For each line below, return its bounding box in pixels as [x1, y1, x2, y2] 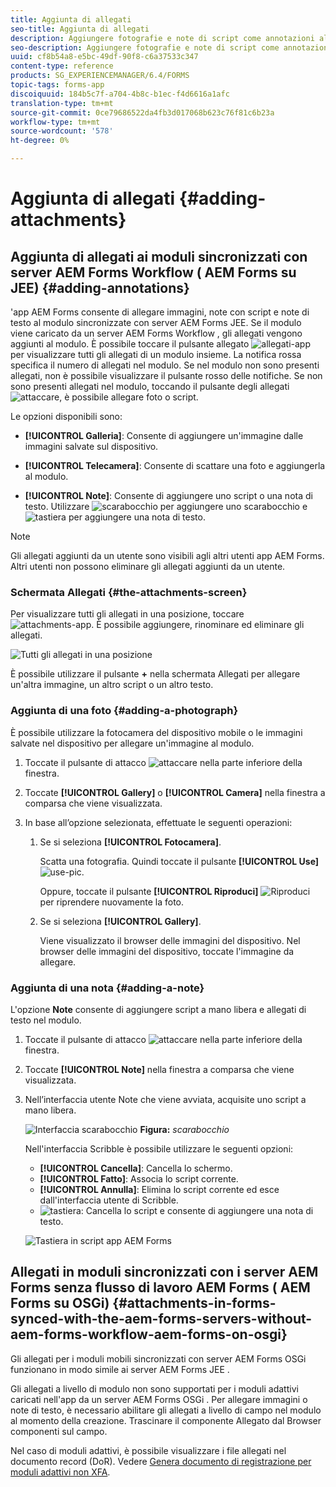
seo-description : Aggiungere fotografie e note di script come [10, 42, 280, 53]
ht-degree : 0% [10, 136, 70, 146]
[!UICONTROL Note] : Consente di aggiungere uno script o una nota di [24, 490, 313, 501]
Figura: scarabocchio [139, 1123, 230, 1135]
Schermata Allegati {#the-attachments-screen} [10, 585, 248, 599]
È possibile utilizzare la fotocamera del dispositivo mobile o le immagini [10, 726, 303, 738]
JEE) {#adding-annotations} [10, 279, 190, 296]
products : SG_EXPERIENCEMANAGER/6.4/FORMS [10, 71, 190, 81]
